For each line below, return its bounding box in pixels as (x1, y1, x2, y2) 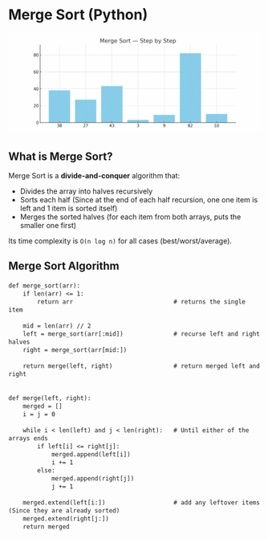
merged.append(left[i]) (51, 450, 131, 459)
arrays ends (8, 434, 48, 443)
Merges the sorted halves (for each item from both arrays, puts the (19, 212, 242, 222)
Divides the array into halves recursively (19, 186, 153, 196)
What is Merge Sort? (8, 149, 114, 163)
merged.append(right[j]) (51, 474, 135, 483)
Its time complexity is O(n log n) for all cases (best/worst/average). (8, 236, 233, 246)
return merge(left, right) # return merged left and (22, 361, 261, 370)
